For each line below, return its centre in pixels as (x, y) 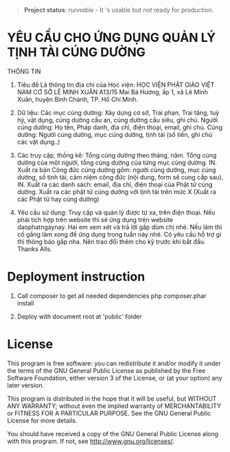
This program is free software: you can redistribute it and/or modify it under (114, 363)
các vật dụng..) (38, 142)
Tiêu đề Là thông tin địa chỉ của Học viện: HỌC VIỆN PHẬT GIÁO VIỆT (116, 85)
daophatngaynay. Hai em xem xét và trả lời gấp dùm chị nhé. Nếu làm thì (119, 227)
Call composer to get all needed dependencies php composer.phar (112, 296)
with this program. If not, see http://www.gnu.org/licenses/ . (91, 441)
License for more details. (42, 420)
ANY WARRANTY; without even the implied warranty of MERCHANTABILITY (114, 406)
